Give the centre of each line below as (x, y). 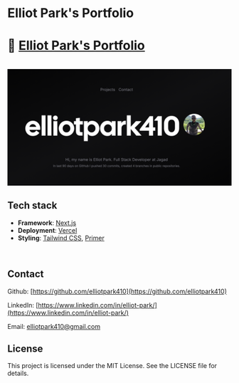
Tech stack (32, 205)
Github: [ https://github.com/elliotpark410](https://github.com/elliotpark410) (117, 291)
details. (18, 373)
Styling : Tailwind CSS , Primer (61, 238)
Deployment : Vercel (47, 230)
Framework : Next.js (47, 223)
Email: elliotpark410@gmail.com (54, 326)
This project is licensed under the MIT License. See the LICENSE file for (112, 366)
